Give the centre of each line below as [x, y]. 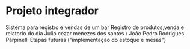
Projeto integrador [52, 11]
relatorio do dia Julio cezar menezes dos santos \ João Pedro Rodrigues [95, 33]
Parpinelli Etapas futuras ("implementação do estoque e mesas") [86, 40]
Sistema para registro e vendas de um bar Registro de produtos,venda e [95, 27]
